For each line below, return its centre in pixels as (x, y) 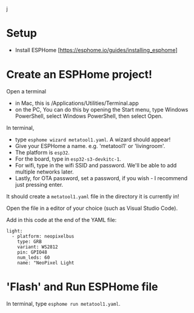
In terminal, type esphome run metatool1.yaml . (63, 303)
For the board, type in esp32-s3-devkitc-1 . (68, 159)
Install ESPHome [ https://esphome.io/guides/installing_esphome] (96, 50)
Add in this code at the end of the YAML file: (62, 220)
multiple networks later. (44, 172)
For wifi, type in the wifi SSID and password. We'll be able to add (96, 165)
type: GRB (30, 241)
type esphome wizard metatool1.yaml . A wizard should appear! (93, 140)
